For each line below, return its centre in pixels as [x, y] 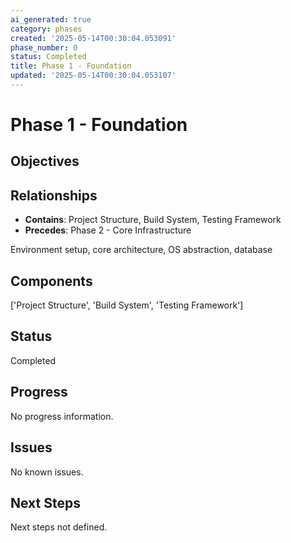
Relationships [54, 195]
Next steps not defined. [59, 527]
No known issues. [47, 472]
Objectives [45, 161]
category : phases [46, 29]
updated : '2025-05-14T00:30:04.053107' [93, 76]
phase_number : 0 [44, 47]
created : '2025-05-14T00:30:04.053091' [93, 38]
